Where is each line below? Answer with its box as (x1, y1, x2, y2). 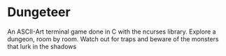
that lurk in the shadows (7, 42, 77, 50)
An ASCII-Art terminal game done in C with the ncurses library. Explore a (7, 27, 216, 36)
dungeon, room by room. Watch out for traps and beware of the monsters (7, 34, 219, 43)
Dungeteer (7, 4, 71, 20)
